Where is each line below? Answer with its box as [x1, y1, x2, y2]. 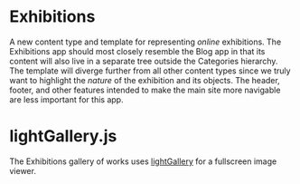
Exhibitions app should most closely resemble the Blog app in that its [9, 45, 266, 56]
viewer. [9, 165, 36, 176]
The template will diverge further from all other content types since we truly [9, 65, 291, 76]
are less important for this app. [9, 93, 124, 105]
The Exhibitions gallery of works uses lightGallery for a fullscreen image [9, 156, 277, 167]
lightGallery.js [9, 126, 117, 147]
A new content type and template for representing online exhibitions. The [9, 36, 282, 47]
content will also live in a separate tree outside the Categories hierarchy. [9, 55, 278, 66]
